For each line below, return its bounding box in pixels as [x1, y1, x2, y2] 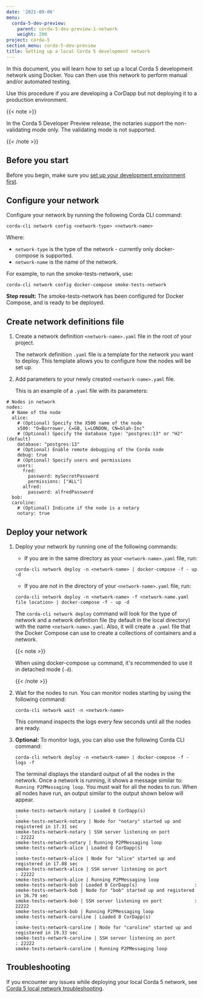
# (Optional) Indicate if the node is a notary [17, 505, 139, 511]
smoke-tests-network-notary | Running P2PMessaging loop [15, 840, 162, 846]
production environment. [6, 96, 68, 103]
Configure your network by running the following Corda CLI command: [6, 212, 182, 219]
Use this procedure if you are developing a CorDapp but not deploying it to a [6, 89, 198, 97]
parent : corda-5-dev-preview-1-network [17, 25, 118, 32]
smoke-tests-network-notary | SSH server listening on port [15, 829, 170, 835]
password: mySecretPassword [28, 474, 99, 480]
